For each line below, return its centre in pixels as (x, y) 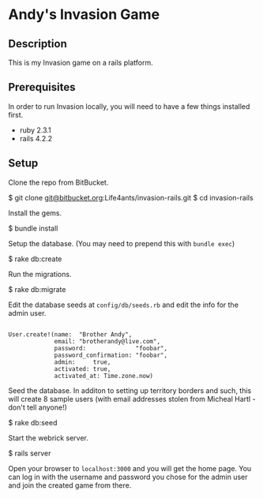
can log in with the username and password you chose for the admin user (128, 477)
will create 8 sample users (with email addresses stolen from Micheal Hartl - (132, 399)
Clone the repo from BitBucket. (58, 182)
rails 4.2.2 (36, 138)
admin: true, (83, 362)
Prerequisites (42, 87)
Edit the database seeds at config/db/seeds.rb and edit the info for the (124, 305)
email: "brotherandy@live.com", (107, 341)
